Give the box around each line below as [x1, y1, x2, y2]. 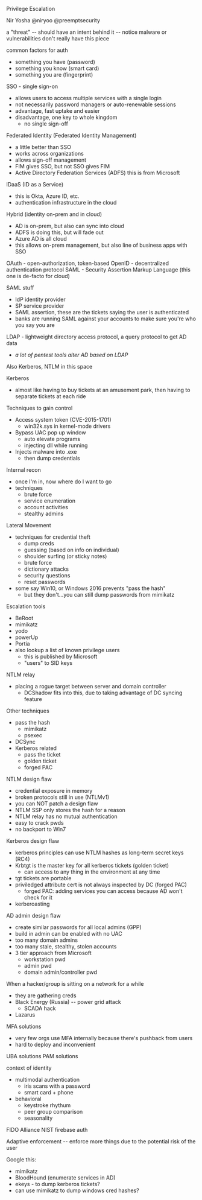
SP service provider [14, 302, 65, 310]
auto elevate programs [24, 436, 80, 442]
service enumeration [24, 497, 75, 504]
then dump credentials [24, 455, 80, 462]
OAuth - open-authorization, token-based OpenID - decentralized [6, 259, 169, 267]
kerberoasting [14, 900, 50, 907]
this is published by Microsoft [24, 653, 98, 660]
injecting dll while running [24, 442, 88, 449]
